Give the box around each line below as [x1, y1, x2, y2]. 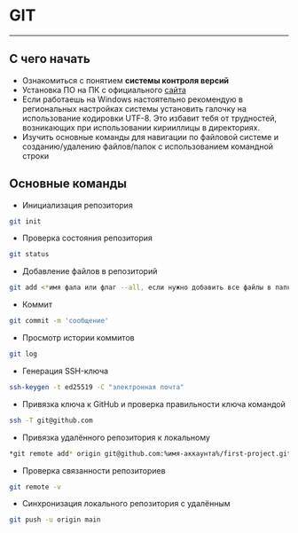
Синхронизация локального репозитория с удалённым [21, 498, 231, 509]
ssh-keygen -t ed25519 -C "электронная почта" [9, 382, 184, 391]
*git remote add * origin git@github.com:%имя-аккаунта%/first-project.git [9, 449, 292, 458]
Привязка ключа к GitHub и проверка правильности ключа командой [21, 398, 286, 409]
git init [9, 216, 42, 226]
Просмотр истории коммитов [21, 333, 135, 343]
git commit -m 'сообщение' [9, 317, 109, 325]
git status [9, 250, 50, 259]
